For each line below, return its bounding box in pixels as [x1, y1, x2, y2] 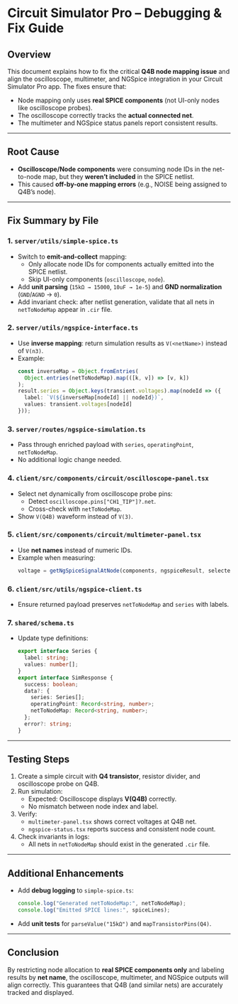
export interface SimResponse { [17, 674, 113, 681]
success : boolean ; [24, 681, 79, 688]
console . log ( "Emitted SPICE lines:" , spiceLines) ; [17, 907, 171, 914]
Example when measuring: [17, 553, 96, 562]
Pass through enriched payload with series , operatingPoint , [17, 441, 194, 449]
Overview [7, 48, 52, 60]
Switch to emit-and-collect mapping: [17, 252, 127, 261]
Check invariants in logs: [17, 833, 90, 841]
